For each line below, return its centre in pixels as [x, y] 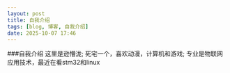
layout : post [26, 14]
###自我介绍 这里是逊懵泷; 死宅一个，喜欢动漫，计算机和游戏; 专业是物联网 [115, 54]
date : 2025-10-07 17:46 [42, 33]
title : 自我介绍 [29, 20]
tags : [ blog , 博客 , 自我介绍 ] [48, 26]
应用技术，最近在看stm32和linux [54, 63]
